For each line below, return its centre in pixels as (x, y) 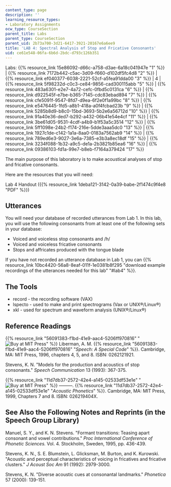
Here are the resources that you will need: (49, 174)
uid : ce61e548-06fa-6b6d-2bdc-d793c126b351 (52, 53)
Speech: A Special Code (101, 349)
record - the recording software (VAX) (53, 299)
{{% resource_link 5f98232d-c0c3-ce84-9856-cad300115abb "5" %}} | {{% (86, 84)
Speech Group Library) (42, 420)
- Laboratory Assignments (33, 24)
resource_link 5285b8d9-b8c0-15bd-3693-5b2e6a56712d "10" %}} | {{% (82, 111)
